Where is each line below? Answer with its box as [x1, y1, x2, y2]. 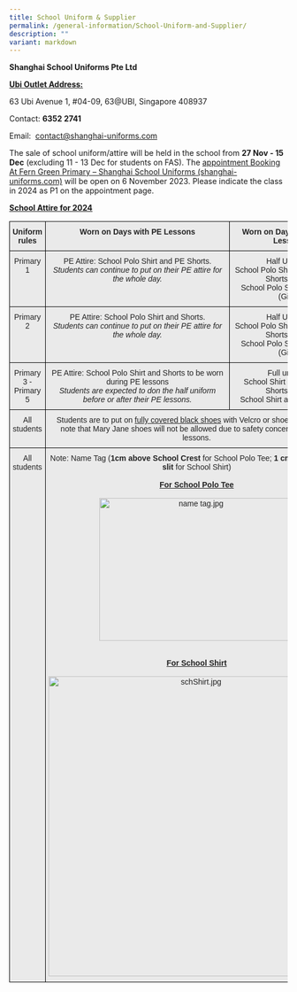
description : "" [9, 29, 69, 38]
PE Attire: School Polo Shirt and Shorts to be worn [51, 368, 224, 378]
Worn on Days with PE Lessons [79, 227, 196, 237]
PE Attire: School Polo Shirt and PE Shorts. [63, 256, 212, 267]
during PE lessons [105, 377, 170, 387]
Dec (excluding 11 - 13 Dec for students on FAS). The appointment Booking [9, 157, 281, 168]
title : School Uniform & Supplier [9, 12, 137, 22]
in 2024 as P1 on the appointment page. [9, 185, 155, 196]
